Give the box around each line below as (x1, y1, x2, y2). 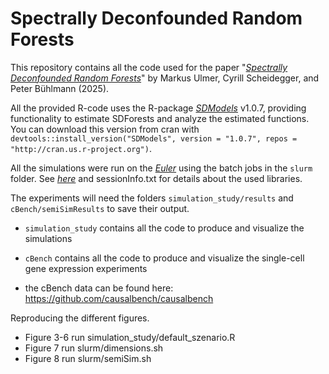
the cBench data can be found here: (24, 282, 174, 294)
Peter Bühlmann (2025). (10, 82, 110, 94)
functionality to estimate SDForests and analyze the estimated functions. (10, 112, 310, 124)
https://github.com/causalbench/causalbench (24, 292, 214, 304)
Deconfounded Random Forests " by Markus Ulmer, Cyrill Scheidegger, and (10, 72, 320, 84)
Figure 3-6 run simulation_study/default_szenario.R (24, 331, 236, 343)
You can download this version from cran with (10, 123, 200, 135)
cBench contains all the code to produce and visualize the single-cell (24, 252, 305, 264)
